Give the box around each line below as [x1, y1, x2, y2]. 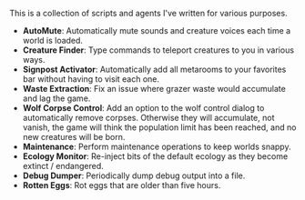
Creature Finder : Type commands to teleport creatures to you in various [22, 45, 294, 55]
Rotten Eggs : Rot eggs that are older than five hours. [22, 180, 221, 190]
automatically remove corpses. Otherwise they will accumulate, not [22, 113, 275, 123]
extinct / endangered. [22, 161, 104, 171]
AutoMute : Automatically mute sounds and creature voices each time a [22, 25, 291, 35]
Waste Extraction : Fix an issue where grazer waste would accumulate [22, 84, 287, 94]
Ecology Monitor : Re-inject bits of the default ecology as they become [22, 151, 289, 162]
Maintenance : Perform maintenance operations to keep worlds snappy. [22, 141, 291, 152]
